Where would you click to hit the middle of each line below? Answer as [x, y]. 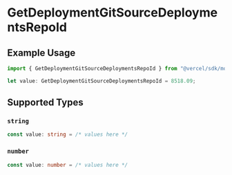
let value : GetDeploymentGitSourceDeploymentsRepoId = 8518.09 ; [101, 81]
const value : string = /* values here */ [68, 135]
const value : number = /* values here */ [68, 165]
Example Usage [41, 53]
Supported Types [46, 102]
